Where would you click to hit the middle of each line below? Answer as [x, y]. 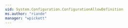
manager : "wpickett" [26, 18]
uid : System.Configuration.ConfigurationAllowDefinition [64, 9]
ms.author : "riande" [26, 14]
